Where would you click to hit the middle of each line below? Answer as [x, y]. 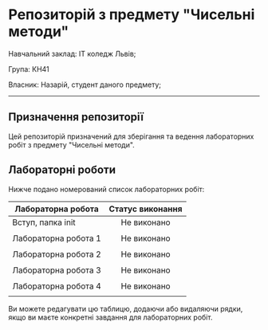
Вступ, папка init [44, 222]
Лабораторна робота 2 [57, 254]
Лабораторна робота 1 [57, 238]
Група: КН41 [29, 69]
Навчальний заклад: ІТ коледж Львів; [72, 53]
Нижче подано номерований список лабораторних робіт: [106, 189]
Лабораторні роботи [62, 170]
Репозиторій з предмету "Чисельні [132, 15]
